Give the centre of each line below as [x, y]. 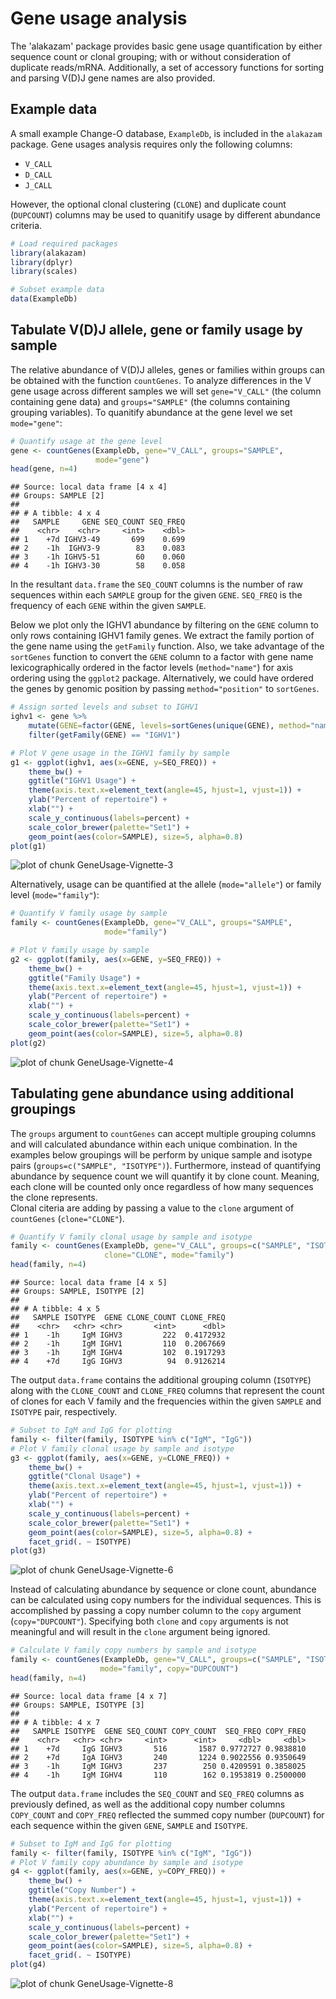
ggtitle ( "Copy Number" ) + [82, 1890]
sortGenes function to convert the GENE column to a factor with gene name [162, 657]
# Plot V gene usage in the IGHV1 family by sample [120, 753]
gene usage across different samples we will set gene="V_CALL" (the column [166, 391]
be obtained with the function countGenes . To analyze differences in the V [161, 380]
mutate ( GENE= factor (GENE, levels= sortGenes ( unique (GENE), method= [169, 726]
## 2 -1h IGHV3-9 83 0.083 [98, 548]
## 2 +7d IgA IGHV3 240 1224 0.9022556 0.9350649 [158, 1757]
